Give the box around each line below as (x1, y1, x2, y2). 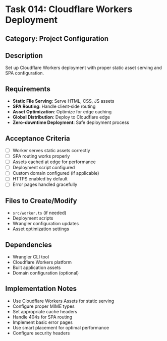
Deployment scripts (12, 215, 53, 221)
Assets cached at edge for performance (12, 159, 96, 165)
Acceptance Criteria (5, 134, 70, 143)
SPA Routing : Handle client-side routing (12, 103, 96, 109)
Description (5, 51, 43, 60)
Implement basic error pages (12, 319, 73, 325)
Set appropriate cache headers (12, 308, 77, 314)
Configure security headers (12, 330, 70, 336)
